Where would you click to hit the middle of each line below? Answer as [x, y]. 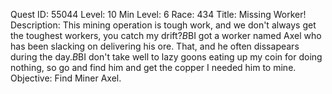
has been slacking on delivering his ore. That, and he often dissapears [155, 46]
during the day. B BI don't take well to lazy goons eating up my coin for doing [166, 57]
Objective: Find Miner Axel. [66, 78]
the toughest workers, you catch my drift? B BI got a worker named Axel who [166, 35]
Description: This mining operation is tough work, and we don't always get [163, 25]
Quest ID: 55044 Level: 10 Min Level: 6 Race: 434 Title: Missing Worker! [158, 14]
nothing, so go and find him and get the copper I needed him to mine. [153, 67]
